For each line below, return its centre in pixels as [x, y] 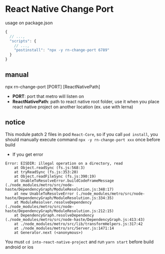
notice [15, 122]
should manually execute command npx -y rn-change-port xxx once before [82, 139]
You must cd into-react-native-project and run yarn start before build [80, 242]
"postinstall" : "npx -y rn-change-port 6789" [62, 50]
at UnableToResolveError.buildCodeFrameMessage [64, 181]
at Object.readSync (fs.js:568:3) [50, 168]
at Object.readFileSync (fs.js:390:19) [55, 176]
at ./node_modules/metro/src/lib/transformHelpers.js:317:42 [78, 224]
